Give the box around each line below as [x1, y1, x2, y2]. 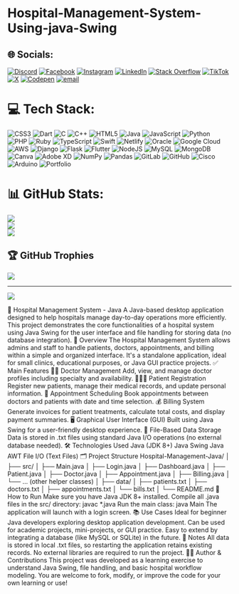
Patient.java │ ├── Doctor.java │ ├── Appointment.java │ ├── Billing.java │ [7, 470, 230, 478]
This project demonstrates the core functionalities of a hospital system [7, 320, 215, 329]
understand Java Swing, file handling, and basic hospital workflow [7, 563, 202, 572]
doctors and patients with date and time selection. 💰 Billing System [7, 397, 205, 405]
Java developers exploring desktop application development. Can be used [7, 518, 225, 526]
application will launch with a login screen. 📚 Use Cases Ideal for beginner [7, 507, 227, 516]
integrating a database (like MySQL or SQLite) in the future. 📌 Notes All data [7, 533, 230, 541]
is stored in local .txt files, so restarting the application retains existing [7, 541, 213, 549]
